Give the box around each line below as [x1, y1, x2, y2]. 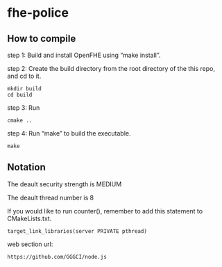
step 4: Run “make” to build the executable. [7, 129, 131, 137]
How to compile [7, 33, 76, 44]
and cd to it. [7, 72, 42, 80]
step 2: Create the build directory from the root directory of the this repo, [7, 65, 216, 72]
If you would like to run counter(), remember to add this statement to [7, 207, 203, 215]
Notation [7, 161, 46, 173]
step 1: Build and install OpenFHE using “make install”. [7, 51, 161, 59]
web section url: [7, 240, 53, 248]
